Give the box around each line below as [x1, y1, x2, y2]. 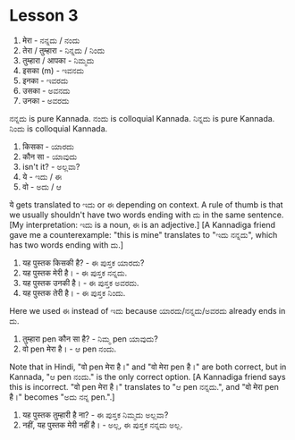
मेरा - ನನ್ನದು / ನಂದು [21, 35, 80, 46]
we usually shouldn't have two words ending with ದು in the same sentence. [9, 209, 284, 220]
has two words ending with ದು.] [9, 239, 123, 250]
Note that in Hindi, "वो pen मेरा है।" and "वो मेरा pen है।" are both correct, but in [9, 361, 287, 372]
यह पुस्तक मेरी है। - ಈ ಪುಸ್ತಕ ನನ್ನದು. [21, 267, 128, 278]
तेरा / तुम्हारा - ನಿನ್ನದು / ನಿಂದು [21, 45, 105, 55]
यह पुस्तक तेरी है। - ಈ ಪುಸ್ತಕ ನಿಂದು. [21, 287, 126, 298]
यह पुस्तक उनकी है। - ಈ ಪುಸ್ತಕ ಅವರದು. [21, 277, 139, 288]
